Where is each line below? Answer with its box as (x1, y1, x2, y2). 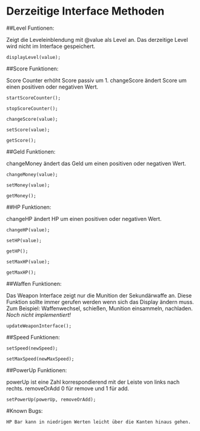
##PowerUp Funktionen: (6, 366, 67, 374)
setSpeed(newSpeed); (6, 345, 59, 351)
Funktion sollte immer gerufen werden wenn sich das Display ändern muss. (6, 298, 194, 305)
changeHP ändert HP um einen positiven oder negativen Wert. (6, 215, 162, 222)
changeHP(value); (6, 226, 50, 233)
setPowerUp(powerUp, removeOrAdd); (6, 396, 96, 402)
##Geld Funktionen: (6, 148, 56, 155)
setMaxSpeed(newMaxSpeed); (6, 356, 75, 362)
